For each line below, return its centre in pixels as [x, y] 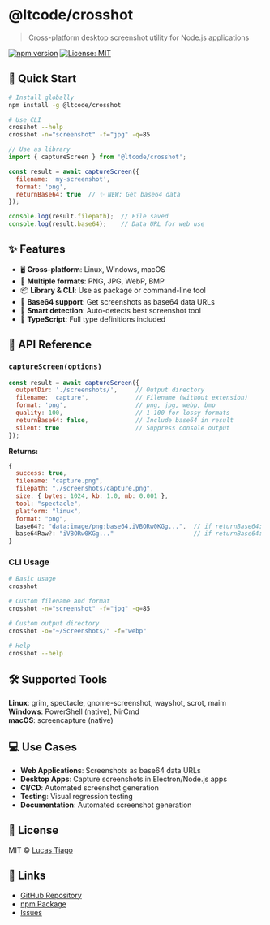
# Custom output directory [54, 623]
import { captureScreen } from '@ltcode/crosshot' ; [97, 157]
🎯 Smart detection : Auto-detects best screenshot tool [110, 310]
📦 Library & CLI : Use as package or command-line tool [113, 290]
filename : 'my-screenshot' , [63, 179]
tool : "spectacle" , [49, 504]
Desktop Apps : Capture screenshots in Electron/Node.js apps [124, 779]
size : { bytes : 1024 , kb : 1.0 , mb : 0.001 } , [92, 496]
